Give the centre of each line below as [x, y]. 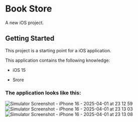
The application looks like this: [43, 92]
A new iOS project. [25, 23]
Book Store [29, 9]
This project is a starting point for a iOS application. [58, 50]
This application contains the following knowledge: [58, 60]
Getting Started [30, 38]
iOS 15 [19, 70]
